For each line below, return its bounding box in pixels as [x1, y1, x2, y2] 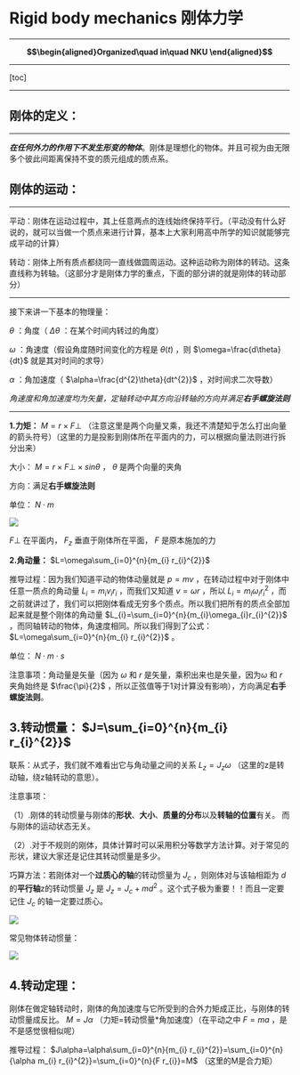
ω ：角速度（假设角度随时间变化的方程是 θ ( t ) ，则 [9, 344, 191, 354]
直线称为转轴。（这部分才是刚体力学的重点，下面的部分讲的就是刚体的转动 [9, 268, 279, 279]
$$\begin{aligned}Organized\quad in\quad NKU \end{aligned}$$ [26, 46, 273, 57]
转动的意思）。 [52, 772, 104, 783]
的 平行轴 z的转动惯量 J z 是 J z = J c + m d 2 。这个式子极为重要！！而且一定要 [9, 882, 285, 895]
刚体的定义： [9, 109, 80, 124]
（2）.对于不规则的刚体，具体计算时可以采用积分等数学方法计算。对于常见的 [9, 840, 289, 851]
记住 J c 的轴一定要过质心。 [9, 895, 109, 909]
